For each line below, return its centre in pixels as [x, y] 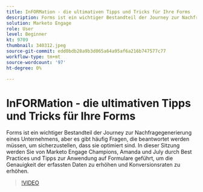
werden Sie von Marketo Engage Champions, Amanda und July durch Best [99, 152]
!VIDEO [30, 183]
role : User [20, 29]
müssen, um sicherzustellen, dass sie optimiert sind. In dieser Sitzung [93, 146]
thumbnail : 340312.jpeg [36, 46]
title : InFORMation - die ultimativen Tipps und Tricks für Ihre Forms [98, 12]
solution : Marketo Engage [39, 23]
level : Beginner [27, 34]
